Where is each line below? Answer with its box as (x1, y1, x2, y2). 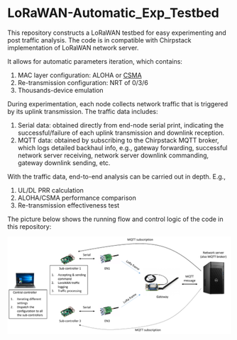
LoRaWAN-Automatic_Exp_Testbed (7, 5, 220, 21)
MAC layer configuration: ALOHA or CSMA (17, 71, 142, 79)
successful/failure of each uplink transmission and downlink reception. (17, 128, 225, 137)
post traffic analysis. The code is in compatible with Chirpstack (7, 35, 192, 44)
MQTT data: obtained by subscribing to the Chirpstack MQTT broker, (17, 136, 219, 144)
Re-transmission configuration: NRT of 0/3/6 (17, 78, 149, 86)
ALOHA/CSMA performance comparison (17, 193, 136, 202)
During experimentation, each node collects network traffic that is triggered (7, 99, 228, 108)
